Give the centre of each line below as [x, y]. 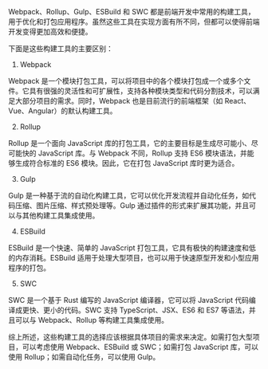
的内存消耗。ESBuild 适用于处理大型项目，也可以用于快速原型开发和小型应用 [134, 258]
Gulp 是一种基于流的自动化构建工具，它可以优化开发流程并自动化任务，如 [129, 195]
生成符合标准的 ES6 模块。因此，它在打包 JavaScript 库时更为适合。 [127, 163]
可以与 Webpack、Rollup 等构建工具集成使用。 [92, 320]
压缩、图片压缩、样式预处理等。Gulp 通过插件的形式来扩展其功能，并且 [132, 205]
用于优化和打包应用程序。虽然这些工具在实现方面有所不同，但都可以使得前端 [134, 22]
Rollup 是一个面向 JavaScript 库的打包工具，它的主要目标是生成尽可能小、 [130, 143]
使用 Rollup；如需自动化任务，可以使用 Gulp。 [84, 357]
